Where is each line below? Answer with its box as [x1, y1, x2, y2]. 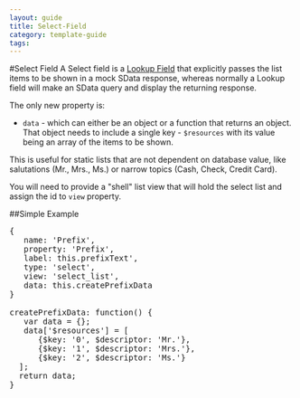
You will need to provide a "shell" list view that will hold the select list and [9, 182, 283, 193]
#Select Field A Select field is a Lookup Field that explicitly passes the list [9, 63, 283, 74]
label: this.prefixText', [23, 253, 138, 263]
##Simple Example [9, 209, 80, 220]
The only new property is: [9, 100, 106, 111]
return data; [18, 371, 77, 381]
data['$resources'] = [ [23, 326, 129, 336]
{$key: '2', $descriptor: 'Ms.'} [37, 353, 186, 363]
